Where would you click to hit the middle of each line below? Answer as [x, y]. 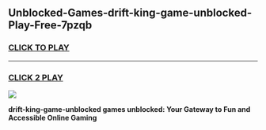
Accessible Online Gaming [53, 117]
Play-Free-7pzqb [50, 26]
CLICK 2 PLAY [36, 77]
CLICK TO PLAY [39, 48]
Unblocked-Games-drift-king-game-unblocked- [130, 13]
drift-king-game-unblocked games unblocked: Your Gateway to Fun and [129, 109]
